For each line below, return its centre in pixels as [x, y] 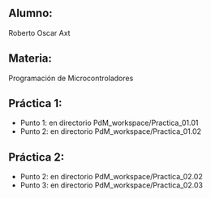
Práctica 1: [35, 103]
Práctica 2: [37, 157]
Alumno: [30, 13]
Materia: [30, 59]
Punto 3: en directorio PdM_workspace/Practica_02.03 [111, 185]
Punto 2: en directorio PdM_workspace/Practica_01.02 [110, 131]
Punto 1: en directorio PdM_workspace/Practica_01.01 [109, 123]
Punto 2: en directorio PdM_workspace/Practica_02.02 [111, 177]
